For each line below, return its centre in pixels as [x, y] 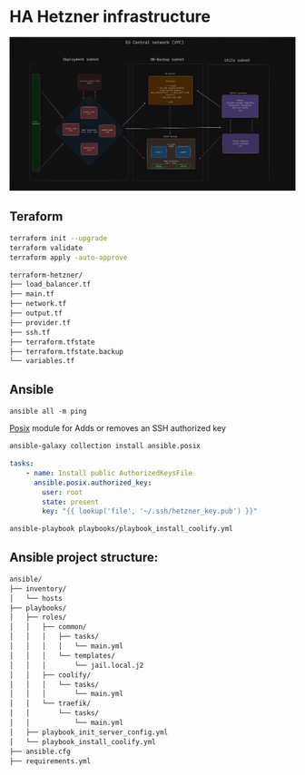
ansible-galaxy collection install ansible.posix [105, 446]
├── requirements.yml [50, 761]
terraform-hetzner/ [46, 275]
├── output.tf [36, 314]
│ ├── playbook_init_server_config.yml [89, 732]
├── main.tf [32, 294]
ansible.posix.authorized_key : [93, 483]
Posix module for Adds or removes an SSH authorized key [118, 428]
